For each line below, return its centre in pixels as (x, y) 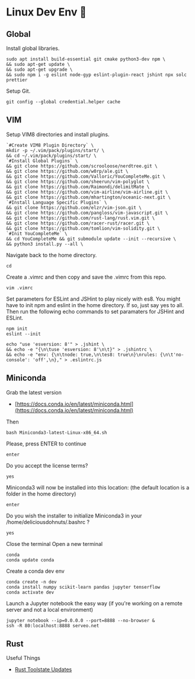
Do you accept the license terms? (47, 465)
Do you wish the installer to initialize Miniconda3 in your (74, 516)
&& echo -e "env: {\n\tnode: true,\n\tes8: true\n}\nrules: (82, 355)
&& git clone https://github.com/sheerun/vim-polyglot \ (78, 181)
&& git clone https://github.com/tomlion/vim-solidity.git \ (83, 228)
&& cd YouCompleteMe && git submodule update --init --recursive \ (91, 239)
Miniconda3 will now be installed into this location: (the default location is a (98, 487)
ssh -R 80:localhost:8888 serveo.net (53, 626)
